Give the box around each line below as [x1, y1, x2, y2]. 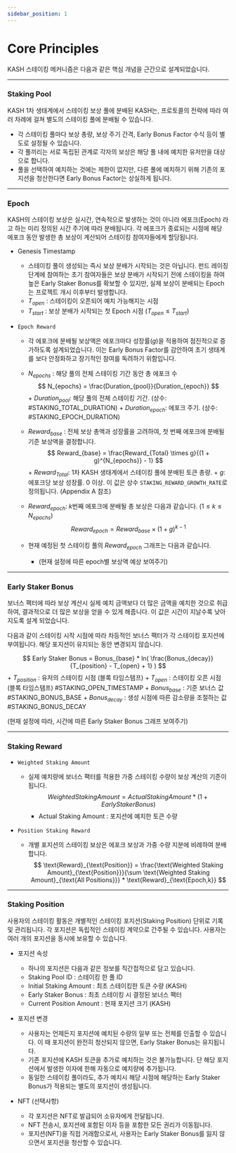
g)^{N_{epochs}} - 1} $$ [93, 456, 164, 464]
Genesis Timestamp [17, 247, 76, 255]
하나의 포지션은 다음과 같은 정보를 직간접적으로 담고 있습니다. [27, 964, 195, 972]
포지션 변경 [17, 1014, 48, 1022]
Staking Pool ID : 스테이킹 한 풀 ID [27, 972, 123, 981]
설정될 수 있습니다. [30, 139, 82, 147]
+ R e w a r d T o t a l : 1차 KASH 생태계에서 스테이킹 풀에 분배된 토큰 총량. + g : [27, 468, 226, 478]
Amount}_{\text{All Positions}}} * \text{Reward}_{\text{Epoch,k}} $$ [30, 875, 227, 884]
